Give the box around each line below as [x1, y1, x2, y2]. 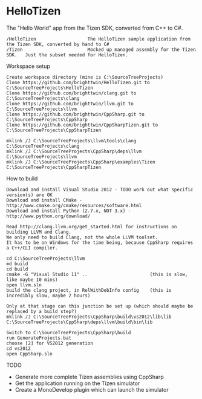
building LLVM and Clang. [6, 229, 71, 235]
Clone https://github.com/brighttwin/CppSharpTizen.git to [6, 122, 158, 128]
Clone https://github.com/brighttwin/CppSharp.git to [6, 111, 145, 117]
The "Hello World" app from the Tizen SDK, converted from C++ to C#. [6, 24, 183, 31]
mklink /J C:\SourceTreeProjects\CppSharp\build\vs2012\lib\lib [6, 314, 172, 320]
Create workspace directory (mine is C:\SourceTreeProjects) [6, 74, 164, 80]
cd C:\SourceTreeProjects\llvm [6, 256, 85, 262]
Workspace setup [6, 62, 50, 70]
